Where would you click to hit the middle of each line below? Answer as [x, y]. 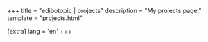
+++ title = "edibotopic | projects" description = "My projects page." [104, 11]
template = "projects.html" [45, 18]
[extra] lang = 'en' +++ [40, 31]
